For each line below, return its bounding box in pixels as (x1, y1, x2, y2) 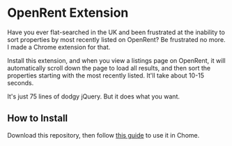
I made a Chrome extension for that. (7, 43, 111, 51)
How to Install (7, 112, 68, 124)
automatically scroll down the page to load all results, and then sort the (7, 64, 211, 72)
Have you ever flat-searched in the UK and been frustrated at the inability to (7, 28, 225, 36)
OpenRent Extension (7, 5, 129, 21)
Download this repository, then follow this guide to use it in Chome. (7, 131, 200, 139)
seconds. (7, 78, 34, 87)
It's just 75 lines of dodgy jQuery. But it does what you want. (7, 92, 180, 101)
